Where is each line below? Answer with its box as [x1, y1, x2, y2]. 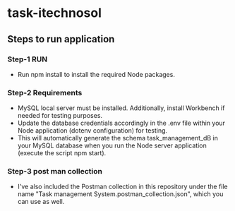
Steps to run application [7, 33, 115, 45]
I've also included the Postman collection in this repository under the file [17, 182, 228, 191]
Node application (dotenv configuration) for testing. [17, 126, 168, 135]
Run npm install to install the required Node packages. [17, 70, 175, 78]
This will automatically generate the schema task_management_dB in [17, 134, 219, 143]
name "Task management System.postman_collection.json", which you [17, 190, 224, 198]
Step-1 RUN [7, 54, 48, 64]
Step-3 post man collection [7, 167, 102, 176]
